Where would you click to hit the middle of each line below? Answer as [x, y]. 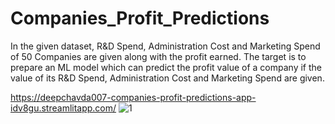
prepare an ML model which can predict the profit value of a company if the [166, 67]
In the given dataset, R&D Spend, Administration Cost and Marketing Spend [165, 46]
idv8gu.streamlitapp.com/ [63, 108]
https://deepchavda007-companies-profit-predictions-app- [133, 97]
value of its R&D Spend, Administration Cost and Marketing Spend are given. [167, 78]
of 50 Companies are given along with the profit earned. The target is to [158, 56]
